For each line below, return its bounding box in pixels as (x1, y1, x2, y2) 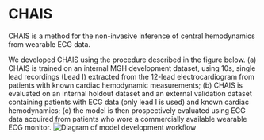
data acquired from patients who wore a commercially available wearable (8, 114, 247, 123)
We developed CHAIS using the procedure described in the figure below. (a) (8, 55, 257, 64)
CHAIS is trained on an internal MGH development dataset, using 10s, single (8, 63, 256, 72)
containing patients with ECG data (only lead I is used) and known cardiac (8, 97, 250, 107)
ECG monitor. (8, 122, 52, 132)
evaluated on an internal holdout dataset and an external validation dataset (8, 88, 252, 98)
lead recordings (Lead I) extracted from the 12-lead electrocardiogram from (8, 72, 255, 81)
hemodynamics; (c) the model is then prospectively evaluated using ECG (8, 105, 246, 115)
